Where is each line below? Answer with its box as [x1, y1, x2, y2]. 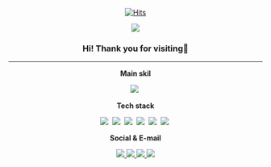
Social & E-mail [110, 133, 161, 143]
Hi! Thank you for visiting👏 [81, 43, 190, 54]
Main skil [119, 69, 152, 78]
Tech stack [116, 101, 155, 111]
